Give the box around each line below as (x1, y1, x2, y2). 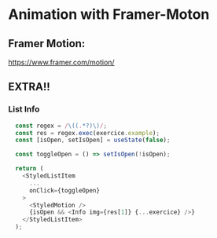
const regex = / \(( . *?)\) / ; (15, 122, 108, 130)
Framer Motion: (8, 37, 86, 50)
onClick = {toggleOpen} (28, 186, 101, 194)
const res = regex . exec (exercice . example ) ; (15, 129, 160, 137)
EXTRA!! (8, 80, 51, 93)
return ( (15, 165, 44, 173)
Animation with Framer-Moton (8, 5, 210, 24)
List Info (8, 104, 40, 115)
